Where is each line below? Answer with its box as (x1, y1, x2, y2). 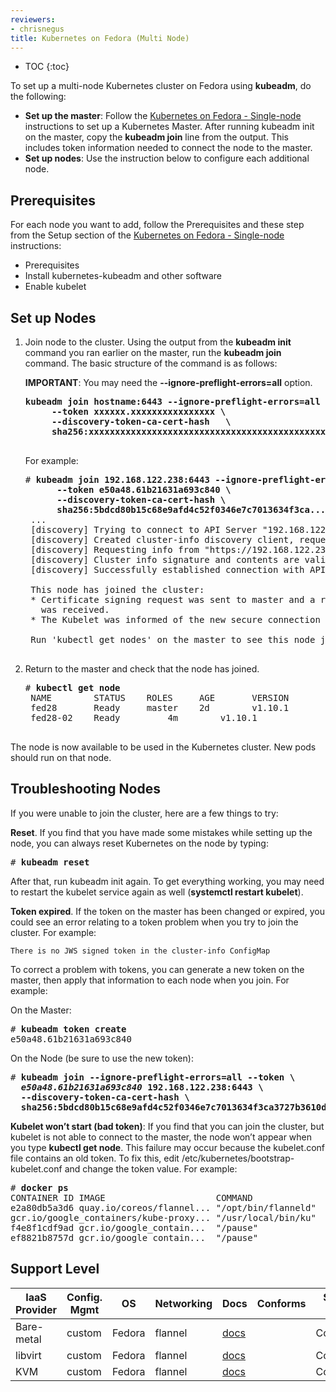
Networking (154, 1296, 213, 1310)
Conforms (256, 1296, 307, 1310)
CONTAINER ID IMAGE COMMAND (10, 1192, 253, 1203)
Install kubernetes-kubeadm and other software (24, 270, 223, 282)
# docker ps (10, 1182, 69, 1193)
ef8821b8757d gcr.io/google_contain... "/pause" (10, 1232, 259, 1243)
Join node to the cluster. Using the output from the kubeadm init (24, 336, 292, 348)
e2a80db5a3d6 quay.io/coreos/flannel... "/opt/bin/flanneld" (10, 1202, 317, 1213)
